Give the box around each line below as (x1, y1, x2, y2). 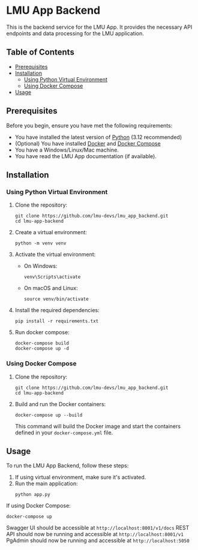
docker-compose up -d (14, 346, 69, 352)
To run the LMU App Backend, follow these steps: (6, 462, 129, 469)
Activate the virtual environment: (14, 251, 96, 258)
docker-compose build (14, 340, 69, 346)
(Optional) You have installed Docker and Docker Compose (14, 140, 161, 147)
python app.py (14, 492, 50, 498)
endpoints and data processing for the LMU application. (6, 29, 144, 37)
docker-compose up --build (14, 412, 83, 418)
